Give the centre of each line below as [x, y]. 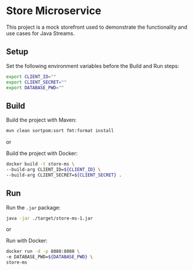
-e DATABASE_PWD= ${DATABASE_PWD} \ [50, 257]
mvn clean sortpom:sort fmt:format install [60, 131]
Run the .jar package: [33, 207]
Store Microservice [54, 11]
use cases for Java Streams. [40, 33]
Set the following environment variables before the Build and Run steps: [93, 66]
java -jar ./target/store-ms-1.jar [50, 218]
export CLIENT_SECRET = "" [36, 82]
